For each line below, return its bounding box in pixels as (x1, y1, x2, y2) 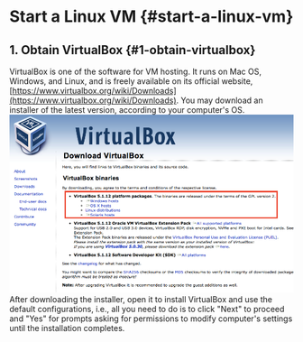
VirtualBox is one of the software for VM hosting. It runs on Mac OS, (9, 66, 262, 77)
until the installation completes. (9, 323, 125, 334)
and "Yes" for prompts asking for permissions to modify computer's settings (9, 313, 293, 324)
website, (221, 76, 253, 87)
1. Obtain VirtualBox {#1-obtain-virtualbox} (9, 42, 256, 58)
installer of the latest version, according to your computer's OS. (9, 105, 245, 115)
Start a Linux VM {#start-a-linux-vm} (9, 6, 294, 27)
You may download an (180, 95, 263, 106)
